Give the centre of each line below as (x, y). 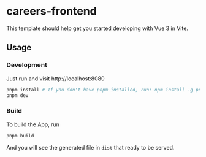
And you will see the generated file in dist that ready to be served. (90, 147)
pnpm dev (17, 95)
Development (27, 65)
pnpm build (20, 136)
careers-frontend (51, 11)
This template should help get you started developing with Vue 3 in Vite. (97, 28)
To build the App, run (33, 124)
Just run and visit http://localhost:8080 (56, 78)
